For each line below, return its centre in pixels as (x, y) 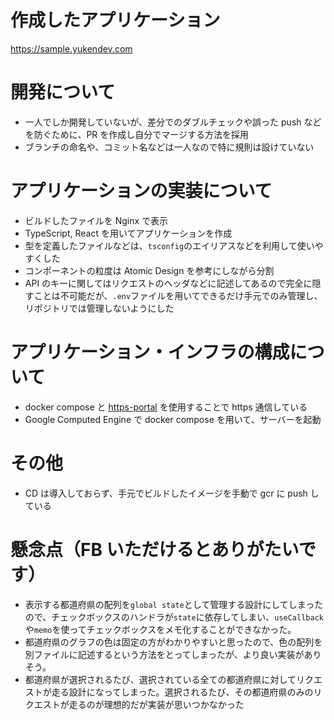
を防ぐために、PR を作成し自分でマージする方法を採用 (136, 134)
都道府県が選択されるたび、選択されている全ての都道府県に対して (160, 679)
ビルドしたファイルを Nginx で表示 (96, 220)
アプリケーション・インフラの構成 (150, 352)
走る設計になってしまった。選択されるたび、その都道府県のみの (182, 692)
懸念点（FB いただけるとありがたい (154, 549)
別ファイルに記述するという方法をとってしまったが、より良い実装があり (173, 654)
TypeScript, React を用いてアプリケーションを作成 (128, 233)
